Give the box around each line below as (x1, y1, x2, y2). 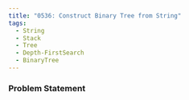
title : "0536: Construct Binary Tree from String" (8, 11, 182, 20)
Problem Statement (8, 82, 86, 94)
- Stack (15, 34, 42, 42)
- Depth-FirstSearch (15, 49, 84, 57)
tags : (8, 19, 27, 27)
